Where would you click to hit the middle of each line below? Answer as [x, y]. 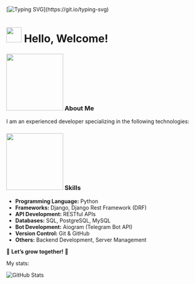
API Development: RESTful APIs [55, 214]
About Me [79, 108]
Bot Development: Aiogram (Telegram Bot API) [74, 226]
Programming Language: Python [57, 201]
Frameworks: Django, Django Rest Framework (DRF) [81, 207]
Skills [73, 188]
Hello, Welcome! [66, 39]
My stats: [18, 263]
